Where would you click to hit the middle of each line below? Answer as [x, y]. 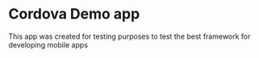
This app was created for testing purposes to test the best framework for [129, 36]
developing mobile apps [48, 44]
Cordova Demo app [74, 14]
